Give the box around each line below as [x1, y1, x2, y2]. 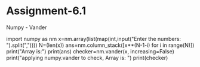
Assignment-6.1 [6, 4, 87, 18]
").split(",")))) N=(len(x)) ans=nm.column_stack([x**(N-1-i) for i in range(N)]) [6, 42, 195, 49]
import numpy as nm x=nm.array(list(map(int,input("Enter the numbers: [6, 35, 181, 42]
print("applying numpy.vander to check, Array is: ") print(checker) [6, 54, 168, 61]
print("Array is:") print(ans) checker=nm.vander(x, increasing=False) [6, 47, 175, 55]
